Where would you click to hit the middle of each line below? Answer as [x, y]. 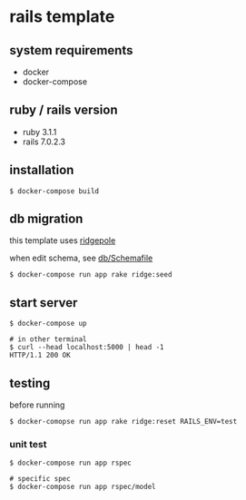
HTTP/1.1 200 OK [40, 356]
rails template [62, 17]
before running [37, 405]
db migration [46, 219]
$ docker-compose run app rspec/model [83, 487]
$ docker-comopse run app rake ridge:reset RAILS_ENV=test [123, 422]
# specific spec [40, 479]
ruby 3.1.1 [39, 132]
